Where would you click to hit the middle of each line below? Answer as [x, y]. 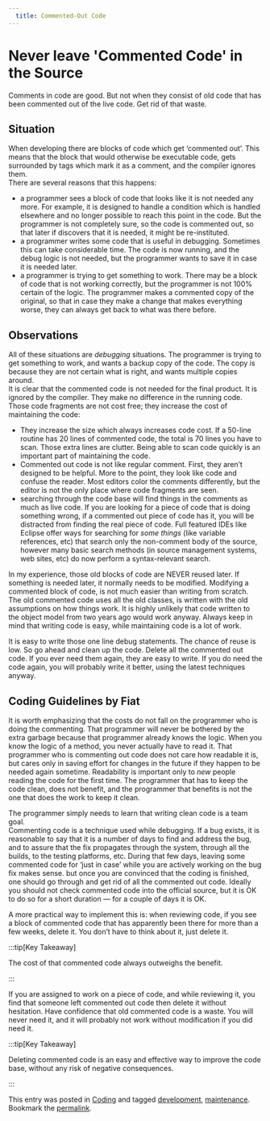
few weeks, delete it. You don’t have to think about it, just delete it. [118, 931]
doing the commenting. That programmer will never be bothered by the [126, 729]
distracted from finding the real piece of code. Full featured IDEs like [133, 524]
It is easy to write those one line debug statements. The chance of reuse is [132, 641]
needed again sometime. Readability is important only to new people [122, 772]
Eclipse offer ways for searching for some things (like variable [123, 533]
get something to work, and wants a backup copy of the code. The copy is [132, 363]
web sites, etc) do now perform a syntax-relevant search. [115, 559]
